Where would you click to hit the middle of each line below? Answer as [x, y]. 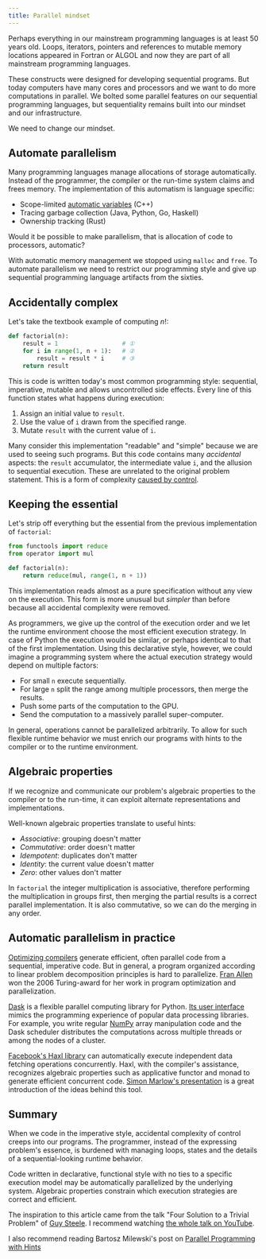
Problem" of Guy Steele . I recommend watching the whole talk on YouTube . [131, 1223]
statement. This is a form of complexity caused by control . [104, 479]
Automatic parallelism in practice [92, 938]
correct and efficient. [43, 1199]
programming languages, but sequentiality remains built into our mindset [127, 104]
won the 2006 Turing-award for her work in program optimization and [122, 982]
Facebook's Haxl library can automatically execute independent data [120, 1056]
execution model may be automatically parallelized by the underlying [121, 1183]
